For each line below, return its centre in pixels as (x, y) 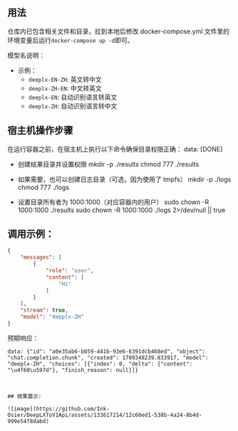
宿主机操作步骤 (40, 131)
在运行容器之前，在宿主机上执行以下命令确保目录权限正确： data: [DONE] (115, 149)
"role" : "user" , (69, 271)
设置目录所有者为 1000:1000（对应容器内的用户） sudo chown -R (113, 202)
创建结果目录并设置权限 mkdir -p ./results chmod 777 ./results (108, 164)
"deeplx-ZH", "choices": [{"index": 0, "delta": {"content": (100, 364)
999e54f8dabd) (29, 421)
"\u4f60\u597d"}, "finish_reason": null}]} (73, 370)
